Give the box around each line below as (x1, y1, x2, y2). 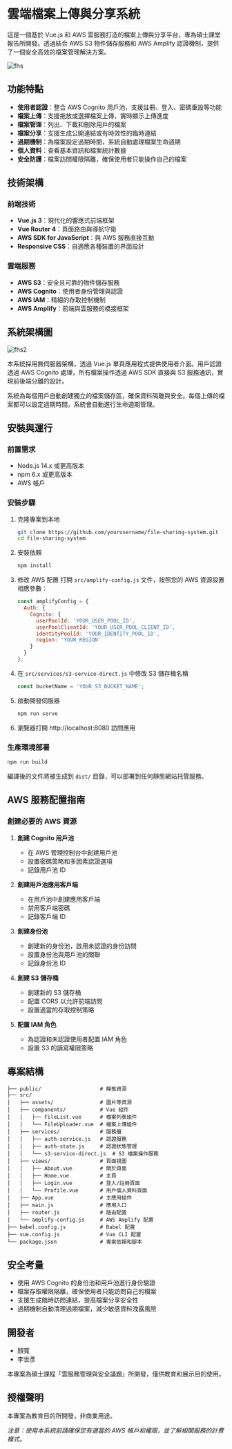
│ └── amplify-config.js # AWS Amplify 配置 (7, 1217, 154, 1224)
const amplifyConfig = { (17, 598, 89, 605)
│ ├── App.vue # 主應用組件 (7, 1195, 133, 1202)
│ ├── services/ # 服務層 (7, 1128, 122, 1135)
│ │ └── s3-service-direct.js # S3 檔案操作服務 (7, 1150, 159, 1157)
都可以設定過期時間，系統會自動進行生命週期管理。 (12, 400, 159, 408)
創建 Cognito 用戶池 (17, 833, 75, 842)
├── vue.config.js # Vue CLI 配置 (7, 1231, 142, 1238)
